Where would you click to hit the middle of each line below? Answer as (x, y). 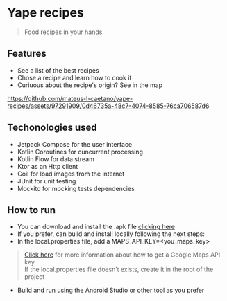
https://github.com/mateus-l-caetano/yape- (70, 98)
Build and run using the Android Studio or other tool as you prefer (111, 290)
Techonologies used (52, 128)
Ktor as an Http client (48, 166)
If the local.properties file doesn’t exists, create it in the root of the (119, 270)
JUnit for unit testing (47, 181)
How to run (32, 210)
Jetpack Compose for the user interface (75, 144)
